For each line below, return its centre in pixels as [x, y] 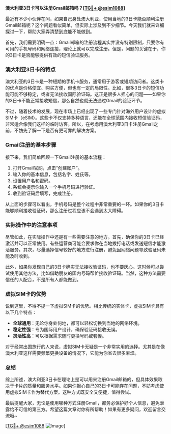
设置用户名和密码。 [33, 181]
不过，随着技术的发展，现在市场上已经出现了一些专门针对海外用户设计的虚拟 [85, 111]
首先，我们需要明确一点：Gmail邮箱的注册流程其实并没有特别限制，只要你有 [85, 42]
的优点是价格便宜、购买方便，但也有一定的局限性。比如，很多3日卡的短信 [82, 88]
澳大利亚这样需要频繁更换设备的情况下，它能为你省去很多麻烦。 [72, 353]
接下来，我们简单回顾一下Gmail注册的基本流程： [56, 157]
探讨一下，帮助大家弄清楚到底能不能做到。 [50, 32]
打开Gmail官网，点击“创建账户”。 [47, 168]
